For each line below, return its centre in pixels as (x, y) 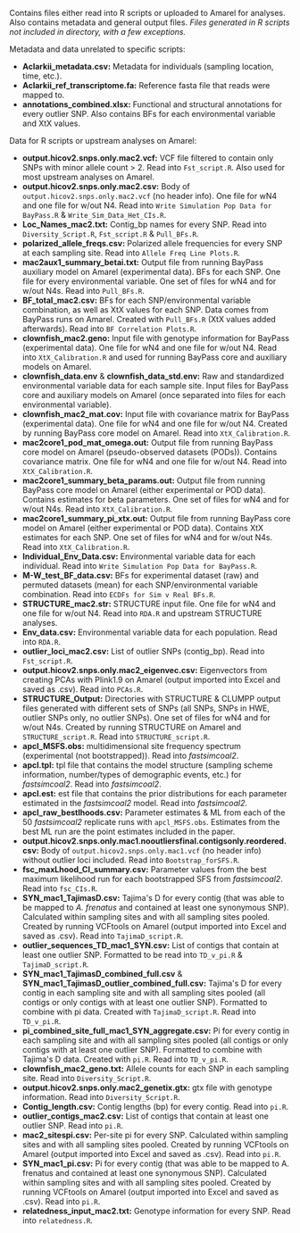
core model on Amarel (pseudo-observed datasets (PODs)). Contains (150, 452)
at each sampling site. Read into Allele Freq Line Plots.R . (131, 253)
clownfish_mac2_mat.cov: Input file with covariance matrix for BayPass (156, 414)
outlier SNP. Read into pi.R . (72, 1125)
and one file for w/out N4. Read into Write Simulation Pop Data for (147, 205)
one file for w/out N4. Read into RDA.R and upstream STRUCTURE (142, 613)
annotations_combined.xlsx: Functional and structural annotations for (152, 104)
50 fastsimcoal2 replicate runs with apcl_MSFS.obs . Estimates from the (151, 822)
